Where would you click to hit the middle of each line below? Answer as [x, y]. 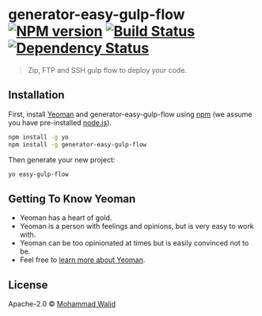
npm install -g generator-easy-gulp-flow [78, 144]
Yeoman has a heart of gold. [66, 218]
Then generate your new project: [62, 159]
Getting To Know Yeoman [72, 198]
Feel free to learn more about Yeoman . [82, 260]
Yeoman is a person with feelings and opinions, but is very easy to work [137, 227]
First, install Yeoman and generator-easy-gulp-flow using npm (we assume [130, 114]
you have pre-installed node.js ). [60, 122]
